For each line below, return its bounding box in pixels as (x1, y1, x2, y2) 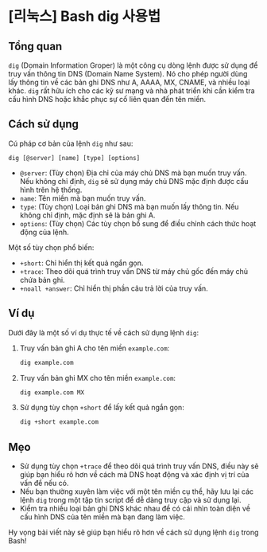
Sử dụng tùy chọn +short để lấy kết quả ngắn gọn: (19, 403, 184, 413)
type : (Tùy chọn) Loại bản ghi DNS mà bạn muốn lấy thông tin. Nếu (19, 202, 239, 211)
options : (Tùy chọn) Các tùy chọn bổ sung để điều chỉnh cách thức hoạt (19, 218, 257, 228)
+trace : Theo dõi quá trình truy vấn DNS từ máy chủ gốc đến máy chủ (19, 266, 249, 276)
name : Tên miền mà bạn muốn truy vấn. (19, 193, 146, 203)
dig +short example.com (19, 418, 99, 426)
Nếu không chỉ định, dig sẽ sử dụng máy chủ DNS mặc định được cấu (19, 176, 249, 186)
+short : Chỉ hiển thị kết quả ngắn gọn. (19, 258, 144, 268)
